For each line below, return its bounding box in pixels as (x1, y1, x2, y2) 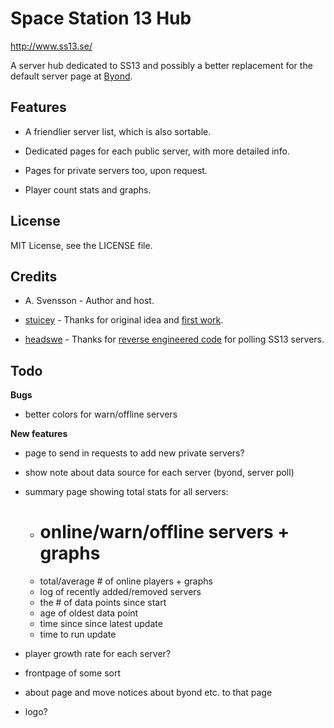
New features (10, 428, 68, 440)
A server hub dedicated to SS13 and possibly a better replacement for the (10, 59, 313, 71)
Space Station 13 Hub (10, 7, 192, 30)
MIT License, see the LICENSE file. (10, 239, 153, 251)
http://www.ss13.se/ (10, 40, 93, 52)
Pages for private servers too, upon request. (24, 164, 208, 176)
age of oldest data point (39, 607, 139, 619)
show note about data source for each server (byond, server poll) (24, 467, 295, 479)
